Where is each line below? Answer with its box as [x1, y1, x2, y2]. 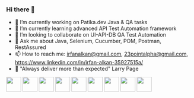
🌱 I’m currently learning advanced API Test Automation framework [14, 25, 177, 32]
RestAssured [14, 44, 46, 51]
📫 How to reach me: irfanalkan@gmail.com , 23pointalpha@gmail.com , [14, 50, 189, 58]
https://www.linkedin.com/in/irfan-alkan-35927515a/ [14, 59, 144, 66]
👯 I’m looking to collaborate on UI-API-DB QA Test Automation [14, 31, 166, 38]
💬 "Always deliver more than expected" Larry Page [14, 65, 139, 73]
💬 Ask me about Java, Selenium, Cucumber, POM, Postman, [14, 38, 161, 45]
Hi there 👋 [6, 5, 36, 14]
